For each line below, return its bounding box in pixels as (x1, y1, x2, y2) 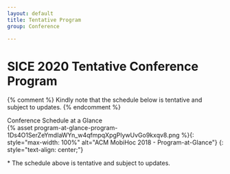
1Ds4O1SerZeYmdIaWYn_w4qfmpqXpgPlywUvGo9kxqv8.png (7, 131, 180, 140)
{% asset (7, 124, 33, 132)
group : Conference (7, 23, 60, 30)
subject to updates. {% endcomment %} (7, 103, 122, 111)
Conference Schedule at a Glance (7, 116, 103, 124)
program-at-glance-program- (34, 124, 118, 132)
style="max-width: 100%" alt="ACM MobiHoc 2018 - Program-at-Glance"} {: (7, 138, 224, 146)
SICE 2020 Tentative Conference (7, 58, 199, 74)
